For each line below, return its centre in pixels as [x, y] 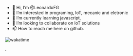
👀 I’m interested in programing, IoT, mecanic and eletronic [70, 13]
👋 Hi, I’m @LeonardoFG [36, 8]
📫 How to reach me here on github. [48, 28]
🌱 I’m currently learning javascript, [47, 18]
